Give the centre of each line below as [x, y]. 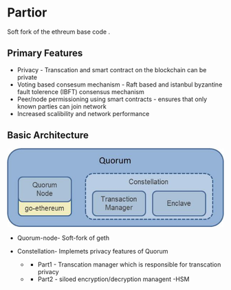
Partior [27, 13]
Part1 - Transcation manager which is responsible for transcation [129, 264]
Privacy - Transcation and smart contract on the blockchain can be [112, 69]
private [27, 77]
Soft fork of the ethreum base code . [59, 32]
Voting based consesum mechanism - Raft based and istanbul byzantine [120, 85]
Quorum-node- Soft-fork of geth [63, 238]
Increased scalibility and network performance [83, 113]
